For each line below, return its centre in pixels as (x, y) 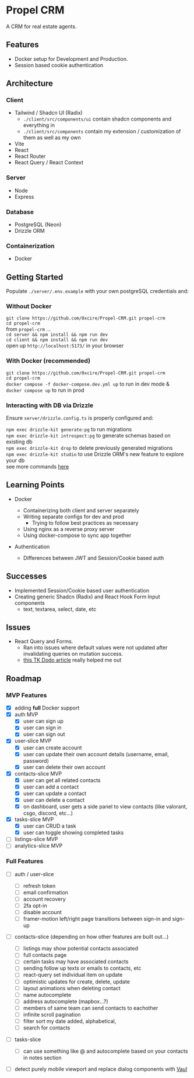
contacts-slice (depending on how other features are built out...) (91, 937)
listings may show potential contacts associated (81, 949)
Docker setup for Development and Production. (71, 58)
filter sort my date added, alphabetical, (70, 1021)
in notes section (42, 1058)
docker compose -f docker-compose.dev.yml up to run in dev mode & (88, 384)
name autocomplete (47, 994)
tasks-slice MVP (34, 819)
